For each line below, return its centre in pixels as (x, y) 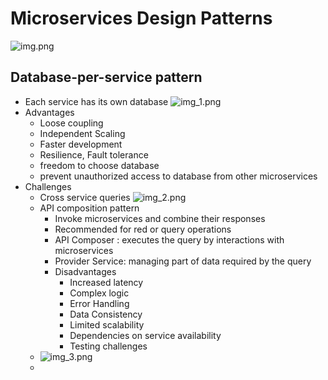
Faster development (81, 144)
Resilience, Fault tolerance (94, 154)
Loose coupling (71, 123)
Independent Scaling (82, 133)
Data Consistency (106, 314)
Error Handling (99, 303)
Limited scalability (107, 324)
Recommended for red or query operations (143, 229)
